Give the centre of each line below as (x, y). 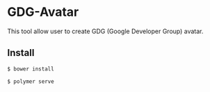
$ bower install (31, 69)
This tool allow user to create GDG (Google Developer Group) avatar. (105, 31)
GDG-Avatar (43, 12)
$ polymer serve (31, 81)
